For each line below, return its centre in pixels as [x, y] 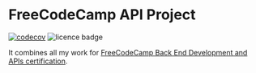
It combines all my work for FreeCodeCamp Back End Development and [128, 52]
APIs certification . [38, 61]
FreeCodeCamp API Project [102, 15]
